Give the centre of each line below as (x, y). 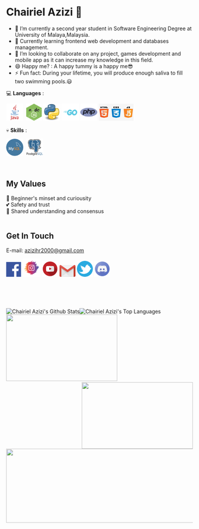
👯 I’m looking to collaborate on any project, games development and (98, 53)
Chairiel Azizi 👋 (44, 12)
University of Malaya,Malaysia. (52, 34)
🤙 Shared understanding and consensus (55, 211)
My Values (26, 184)
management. (32, 47)
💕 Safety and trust (28, 204)
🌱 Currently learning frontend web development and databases (92, 41)
